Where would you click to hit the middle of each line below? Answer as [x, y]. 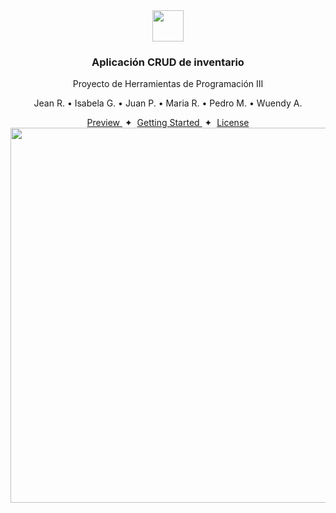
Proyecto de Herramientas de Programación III [168, 84]
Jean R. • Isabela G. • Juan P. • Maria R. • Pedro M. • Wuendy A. [168, 103]
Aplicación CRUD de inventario [168, 62]
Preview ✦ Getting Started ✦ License [168, 123]
